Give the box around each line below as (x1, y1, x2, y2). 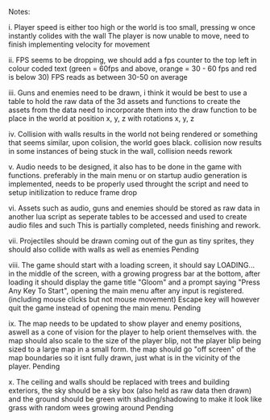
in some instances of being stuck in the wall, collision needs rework (8, 147, 233, 156)
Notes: (8, 7, 31, 16)
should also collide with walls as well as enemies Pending (8, 245, 199, 254)
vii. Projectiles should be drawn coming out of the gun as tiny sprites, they (8, 236, 255, 245)
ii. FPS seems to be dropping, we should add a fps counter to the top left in (8, 56, 257, 64)
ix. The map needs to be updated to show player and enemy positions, (8, 318, 242, 328)
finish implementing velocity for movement (8, 40, 151, 49)
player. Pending (8, 362, 60, 371)
